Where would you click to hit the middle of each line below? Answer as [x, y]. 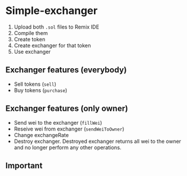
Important [24, 165]
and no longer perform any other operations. [67, 147]
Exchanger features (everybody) [66, 70]
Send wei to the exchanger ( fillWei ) [58, 122]
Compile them [31, 33]
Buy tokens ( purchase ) [41, 90]
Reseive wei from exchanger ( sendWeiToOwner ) [69, 129]
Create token [30, 39]
